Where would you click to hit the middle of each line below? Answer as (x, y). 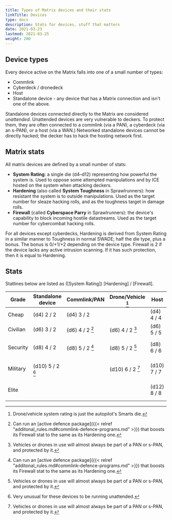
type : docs (17, 20)
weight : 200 (18, 39)
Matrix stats (25, 152)
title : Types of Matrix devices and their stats (58, 10)
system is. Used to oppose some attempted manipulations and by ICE (86, 180)
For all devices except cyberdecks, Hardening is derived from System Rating (86, 233)
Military (17, 369)
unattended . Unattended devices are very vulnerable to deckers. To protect (85, 119)
